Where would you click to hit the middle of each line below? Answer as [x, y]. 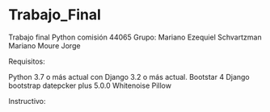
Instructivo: [27, 101]
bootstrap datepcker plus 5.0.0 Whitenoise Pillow [90, 85]
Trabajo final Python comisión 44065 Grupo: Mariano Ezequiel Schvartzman [135, 37]
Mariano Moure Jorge [44, 45]
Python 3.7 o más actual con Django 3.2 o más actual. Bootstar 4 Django [129, 77]
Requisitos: [27, 61]
